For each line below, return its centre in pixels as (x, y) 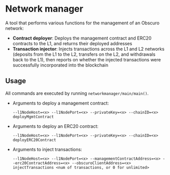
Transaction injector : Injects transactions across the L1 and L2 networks (89, 49)
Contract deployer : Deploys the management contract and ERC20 (82, 38)
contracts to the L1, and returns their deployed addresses (72, 43)
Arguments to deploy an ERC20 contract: (56, 126)
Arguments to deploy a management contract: (61, 103)
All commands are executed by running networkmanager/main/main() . (77, 93)
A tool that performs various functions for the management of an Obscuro (82, 23)
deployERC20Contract (34, 140)
